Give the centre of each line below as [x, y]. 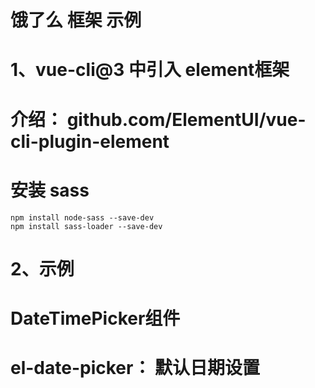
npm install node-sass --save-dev [82, 217]
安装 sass [50, 190]
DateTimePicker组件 [95, 318]
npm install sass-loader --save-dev [86, 226]
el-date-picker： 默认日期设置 [135, 368]
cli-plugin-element [90, 141]
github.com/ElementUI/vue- [186, 119]
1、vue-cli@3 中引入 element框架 [150, 70]
